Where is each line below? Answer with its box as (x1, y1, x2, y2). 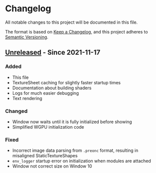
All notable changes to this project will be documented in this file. (5, 19, 138, 25)
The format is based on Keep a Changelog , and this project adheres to (5, 29, 148, 35)
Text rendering (12, 95, 42, 101)
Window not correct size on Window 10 (12, 163, 92, 169)
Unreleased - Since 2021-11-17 (5, 48, 100, 57)
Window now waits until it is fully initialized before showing (12, 119, 132, 125)
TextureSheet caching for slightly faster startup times (12, 79, 121, 85)
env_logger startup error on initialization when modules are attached (12, 158, 152, 164)
